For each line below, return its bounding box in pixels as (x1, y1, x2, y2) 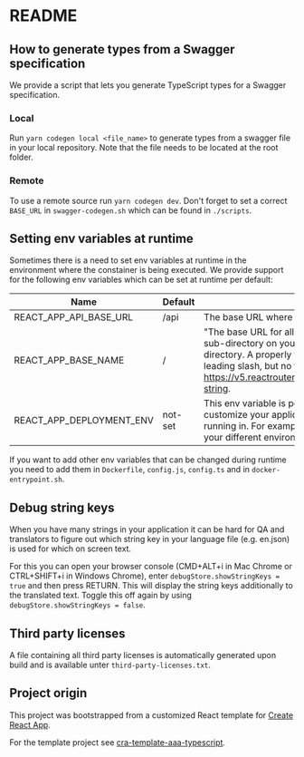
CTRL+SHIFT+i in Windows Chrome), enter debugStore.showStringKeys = (9, 570, 280, 581)
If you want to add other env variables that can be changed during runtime (9, 454, 287, 465)
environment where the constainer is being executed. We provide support (9, 265, 284, 276)
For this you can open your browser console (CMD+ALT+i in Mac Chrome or (9, 561, 292, 572)
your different (203, 432, 262, 444)
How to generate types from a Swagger (9, 42, 235, 57)
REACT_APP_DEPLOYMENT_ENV (14, 414, 154, 427)
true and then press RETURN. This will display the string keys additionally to (9, 580, 294, 591)
